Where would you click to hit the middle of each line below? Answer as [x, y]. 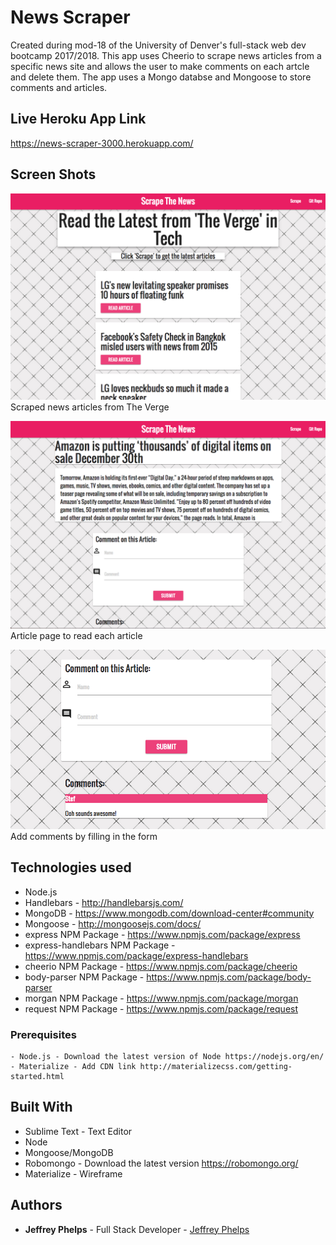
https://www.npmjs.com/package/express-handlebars [136, 955]
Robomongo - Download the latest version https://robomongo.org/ [161, 1163]
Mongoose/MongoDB [69, 1152]
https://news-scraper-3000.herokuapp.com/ [102, 143]
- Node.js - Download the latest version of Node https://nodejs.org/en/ [167, 1057]
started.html [37, 1077]
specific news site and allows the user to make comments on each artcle [160, 66]
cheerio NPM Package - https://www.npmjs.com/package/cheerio [161, 966]
